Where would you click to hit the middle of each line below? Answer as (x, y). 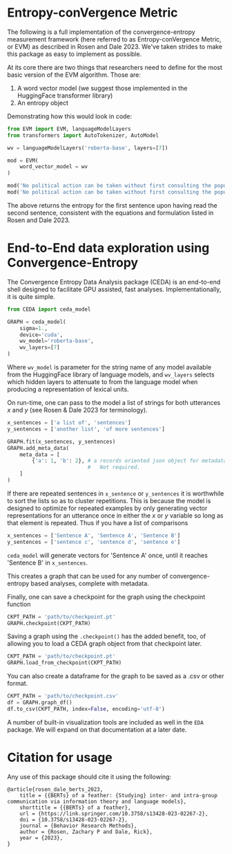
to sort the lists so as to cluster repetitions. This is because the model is (109, 500)
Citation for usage (60, 757)
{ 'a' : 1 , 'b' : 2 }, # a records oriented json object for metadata (129, 461)
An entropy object (43, 102)
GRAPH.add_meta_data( (38, 448)
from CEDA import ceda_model (49, 309)
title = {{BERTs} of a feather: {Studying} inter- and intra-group (118, 795)
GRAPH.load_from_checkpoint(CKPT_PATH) (65, 663)
